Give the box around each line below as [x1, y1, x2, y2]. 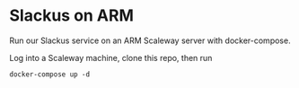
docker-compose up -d [9, 69, 91, 79]
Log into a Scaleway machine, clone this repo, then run [9, 52, 213, 63]
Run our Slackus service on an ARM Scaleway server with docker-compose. [9, 35, 291, 46]
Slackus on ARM [9, 5, 135, 26]
